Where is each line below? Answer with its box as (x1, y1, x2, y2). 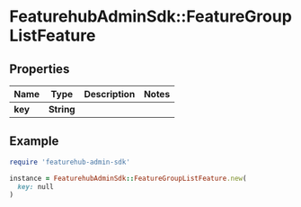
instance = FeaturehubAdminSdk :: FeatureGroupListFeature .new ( (9, 174, 247, 183)
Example (9, 133, 59, 149)
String (48, 103, 75, 115)
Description (84, 88, 136, 100)
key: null (17, 182, 54, 191)
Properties (9, 61, 70, 76)
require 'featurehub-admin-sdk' (9, 157, 130, 166)
